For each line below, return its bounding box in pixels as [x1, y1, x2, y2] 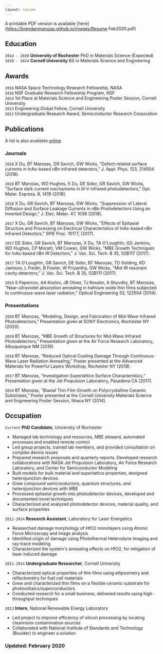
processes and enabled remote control [12, 439, 90, 445]
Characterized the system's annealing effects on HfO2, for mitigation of [12, 546, 156, 552]
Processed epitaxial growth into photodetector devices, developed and [12, 491, 154, 497]
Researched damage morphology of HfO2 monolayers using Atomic [12, 525, 148, 531]
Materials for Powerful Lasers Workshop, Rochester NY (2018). [5, 363, 131, 369]
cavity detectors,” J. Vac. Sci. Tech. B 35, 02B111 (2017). [5, 270, 117, 276]
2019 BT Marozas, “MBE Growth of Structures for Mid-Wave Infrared [5, 333, 141, 339]
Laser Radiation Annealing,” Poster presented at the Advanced [17, 358, 143, 364]
